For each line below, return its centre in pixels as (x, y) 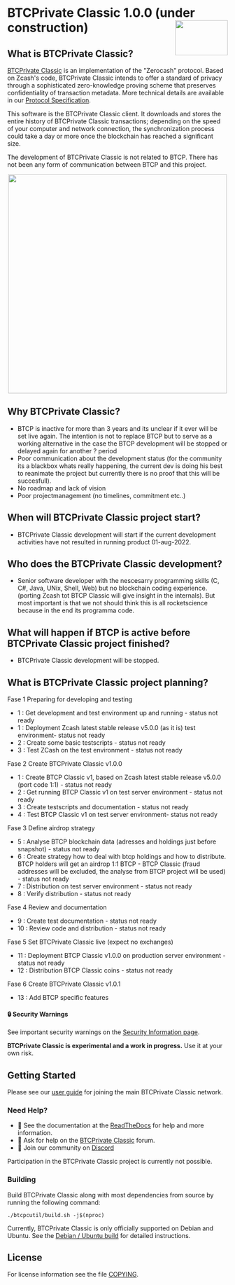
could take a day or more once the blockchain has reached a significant (110, 136)
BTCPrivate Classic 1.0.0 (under (101, 13)
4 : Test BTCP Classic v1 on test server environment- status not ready (117, 815)
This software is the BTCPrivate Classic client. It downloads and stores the (114, 114)
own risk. (20, 1053)
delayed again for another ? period (67, 451)
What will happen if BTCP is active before (99, 632)
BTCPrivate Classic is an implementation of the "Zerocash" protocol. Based (115, 70)
